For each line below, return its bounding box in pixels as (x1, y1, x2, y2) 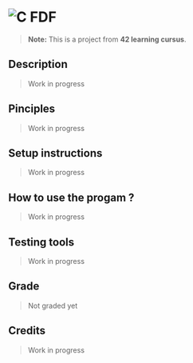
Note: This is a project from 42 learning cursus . (27, 34, 187, 44)
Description (8, 58, 68, 71)
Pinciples (8, 102, 56, 116)
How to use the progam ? (8, 190, 135, 204)
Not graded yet (27, 301, 78, 310)
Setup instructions (8, 146, 103, 160)
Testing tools (8, 235, 75, 249)
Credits (8, 324, 46, 337)
